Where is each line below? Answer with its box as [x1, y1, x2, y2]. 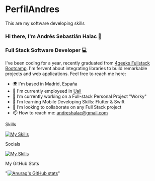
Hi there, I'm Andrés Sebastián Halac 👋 [5, 33, 102, 40]
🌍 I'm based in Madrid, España [12, 81, 78, 87]
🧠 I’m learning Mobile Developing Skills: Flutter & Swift [12, 99, 125, 105]
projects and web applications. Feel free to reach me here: [5, 71, 126, 77]
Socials [5, 141, 21, 147]
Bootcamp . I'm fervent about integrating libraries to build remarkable [5, 66, 147, 72]
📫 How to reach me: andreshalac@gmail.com [12, 110, 108, 116]
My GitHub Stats [5, 160, 39, 167]
